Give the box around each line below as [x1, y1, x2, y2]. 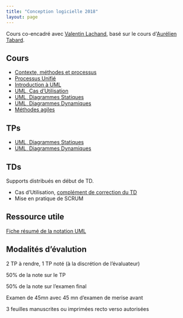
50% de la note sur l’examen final [6, 282, 87, 290]
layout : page [6, 14, 38, 20]
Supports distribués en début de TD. [6, 177, 94, 184]
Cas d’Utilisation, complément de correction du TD [14, 189, 137, 196]
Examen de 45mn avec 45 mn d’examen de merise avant [6, 294, 144, 301]
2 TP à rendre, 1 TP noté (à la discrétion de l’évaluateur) [6, 260, 140, 267]
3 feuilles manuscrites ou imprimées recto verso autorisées [6, 305, 150, 312]
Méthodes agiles [14, 106, 55, 113]
